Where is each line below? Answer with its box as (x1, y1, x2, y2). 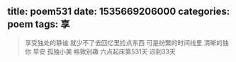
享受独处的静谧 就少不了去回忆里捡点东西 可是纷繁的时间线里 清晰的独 (24, 38, 229, 46)
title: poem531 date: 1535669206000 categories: (7, 6, 230, 18)
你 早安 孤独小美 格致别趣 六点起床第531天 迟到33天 (24, 47, 176, 56)
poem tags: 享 (7, 18, 70, 30)
